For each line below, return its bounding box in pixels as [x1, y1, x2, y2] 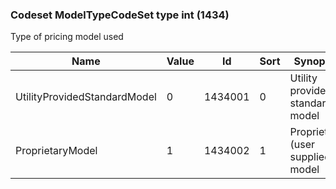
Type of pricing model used [10, 31, 124, 43]
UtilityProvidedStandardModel [15, 90, 157, 104]
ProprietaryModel [15, 144, 98, 158]
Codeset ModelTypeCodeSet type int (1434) [10, 8, 230, 22]
